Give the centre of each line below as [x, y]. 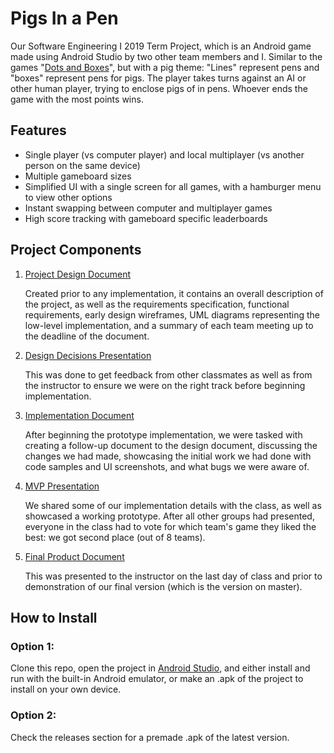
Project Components [76, 250]
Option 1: [32, 646]
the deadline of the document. [87, 336]
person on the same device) [82, 165]
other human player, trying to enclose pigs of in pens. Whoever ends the [159, 88]
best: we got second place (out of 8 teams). [115, 537]
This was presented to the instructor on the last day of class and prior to [173, 576]
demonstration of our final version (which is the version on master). [163, 586]
